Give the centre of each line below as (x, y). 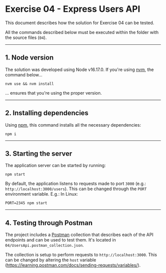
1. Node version (29, 58)
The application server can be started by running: (56, 166)
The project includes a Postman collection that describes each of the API (79, 235)
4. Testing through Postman (49, 223)
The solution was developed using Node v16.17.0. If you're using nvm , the (80, 69)
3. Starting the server (39, 154)
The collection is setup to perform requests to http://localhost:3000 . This (81, 255)
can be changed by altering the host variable (51, 260)
